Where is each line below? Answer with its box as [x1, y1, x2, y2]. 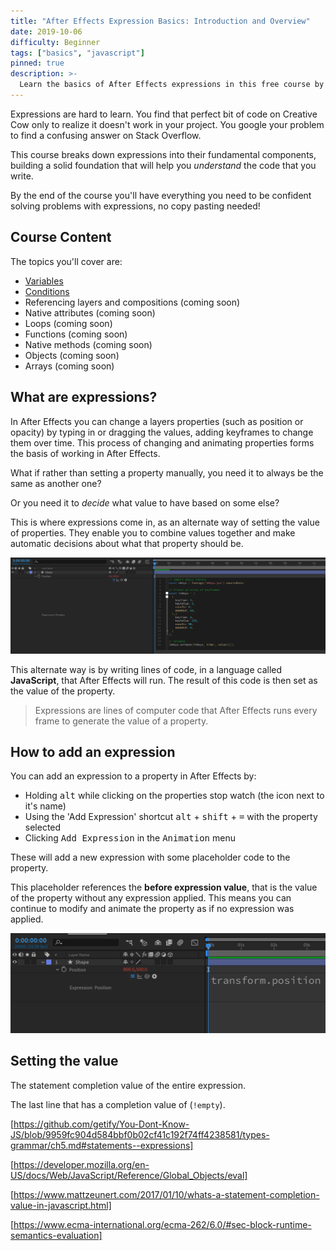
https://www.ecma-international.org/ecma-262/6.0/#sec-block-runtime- [13, 1218, 312, 1230]
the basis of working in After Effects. [10, 447, 161, 459]
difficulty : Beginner [10, 37, 101, 47]
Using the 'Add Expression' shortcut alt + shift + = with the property [24, 811, 318, 823]
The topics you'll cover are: [10, 255, 123, 267]
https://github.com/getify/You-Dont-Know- [13, 1118, 190, 1130]
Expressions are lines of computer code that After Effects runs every [34, 704, 318, 716]
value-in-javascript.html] [10, 1199, 112, 1211]
